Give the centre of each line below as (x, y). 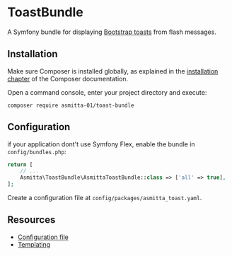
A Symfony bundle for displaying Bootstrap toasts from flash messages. (112, 32)
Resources (31, 220)
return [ (20, 164)
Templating (34, 244)
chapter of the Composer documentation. (68, 78)
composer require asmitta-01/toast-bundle (71, 105)
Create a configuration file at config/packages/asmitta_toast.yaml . (105, 198)
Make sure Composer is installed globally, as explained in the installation (113, 71)
